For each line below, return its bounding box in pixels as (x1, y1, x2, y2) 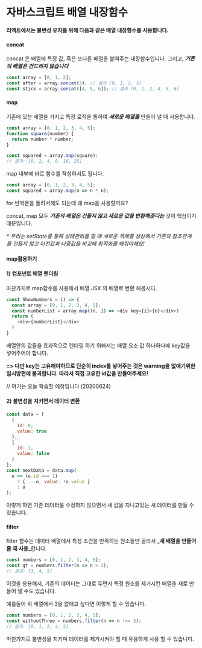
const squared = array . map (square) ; (6, 153, 98, 159)
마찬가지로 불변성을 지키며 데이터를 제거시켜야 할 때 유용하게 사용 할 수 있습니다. (6, 635, 195, 643)
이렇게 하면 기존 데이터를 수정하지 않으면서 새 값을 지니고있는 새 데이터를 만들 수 (6, 501, 195, 509)
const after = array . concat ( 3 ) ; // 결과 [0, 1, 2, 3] (6, 80, 142, 86)
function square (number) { (6, 130, 74, 136)
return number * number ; (11, 136, 74, 142)
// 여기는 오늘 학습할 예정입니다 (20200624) (6, 383, 112, 390)
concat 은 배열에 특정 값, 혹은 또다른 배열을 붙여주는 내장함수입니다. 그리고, (6, 55, 184, 62)
